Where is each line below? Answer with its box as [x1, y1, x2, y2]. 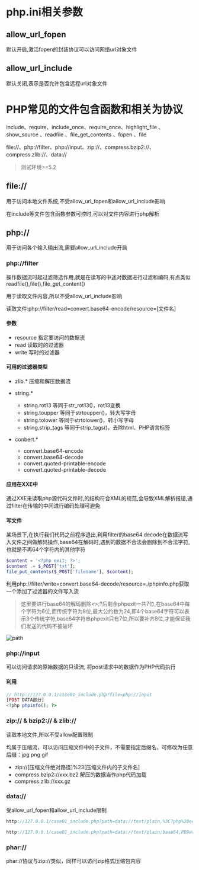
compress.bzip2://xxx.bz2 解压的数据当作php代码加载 [14, 771, 147, 778]
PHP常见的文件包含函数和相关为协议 [6, 103, 184, 116]
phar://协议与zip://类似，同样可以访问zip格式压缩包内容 [6, 857, 141, 864]
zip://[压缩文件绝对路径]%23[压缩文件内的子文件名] [14, 763, 140, 770]
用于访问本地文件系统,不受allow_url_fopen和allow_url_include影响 [6, 197, 166, 204]
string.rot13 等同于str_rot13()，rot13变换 [23, 402, 121, 409]
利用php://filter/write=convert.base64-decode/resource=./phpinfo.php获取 [6, 580, 190, 587]
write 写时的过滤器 [14, 348, 60, 356]
